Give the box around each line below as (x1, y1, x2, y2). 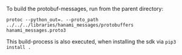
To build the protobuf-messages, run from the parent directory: (6, 5, 163, 12)
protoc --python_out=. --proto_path (6, 17, 99, 23)
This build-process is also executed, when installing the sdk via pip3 (6, 38, 177, 45)
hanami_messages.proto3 (6, 27, 67, 33)
